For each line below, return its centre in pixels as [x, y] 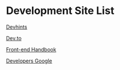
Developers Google [29, 61]
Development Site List [60, 11]
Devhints [17, 27]
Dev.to [14, 38]
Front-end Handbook [31, 49]
